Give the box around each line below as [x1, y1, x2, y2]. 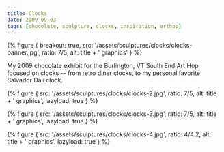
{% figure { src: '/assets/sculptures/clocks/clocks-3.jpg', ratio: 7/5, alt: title [7, 110, 217, 118]
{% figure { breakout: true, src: [7, 42, 94, 50]
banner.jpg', [7, 48, 41, 57]
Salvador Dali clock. [7, 76, 64, 85]
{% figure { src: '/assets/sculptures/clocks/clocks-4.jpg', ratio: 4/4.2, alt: [7, 130, 212, 138]
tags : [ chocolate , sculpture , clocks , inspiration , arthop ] [7, 22, 182, 29]
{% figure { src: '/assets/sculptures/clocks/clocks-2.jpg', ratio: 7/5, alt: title [7, 89, 217, 97]
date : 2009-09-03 [7, 16, 57, 23]
